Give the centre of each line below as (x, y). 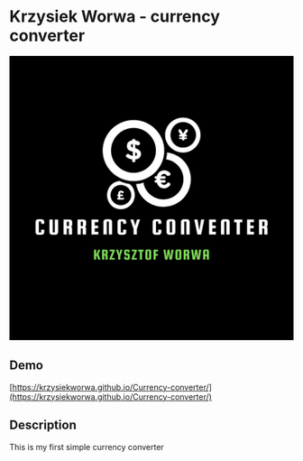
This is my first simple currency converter (87, 447)
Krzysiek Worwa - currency (115, 17)
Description (43, 425)
